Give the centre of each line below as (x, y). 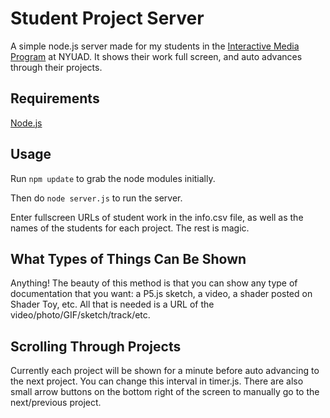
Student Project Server (107, 18)
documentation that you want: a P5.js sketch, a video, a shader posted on (161, 294)
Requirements (55, 98)
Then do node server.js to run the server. (96, 198)
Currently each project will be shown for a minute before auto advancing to (165, 371)
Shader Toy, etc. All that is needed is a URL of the (112, 304)
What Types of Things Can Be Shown (128, 258)
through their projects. (56, 67)
